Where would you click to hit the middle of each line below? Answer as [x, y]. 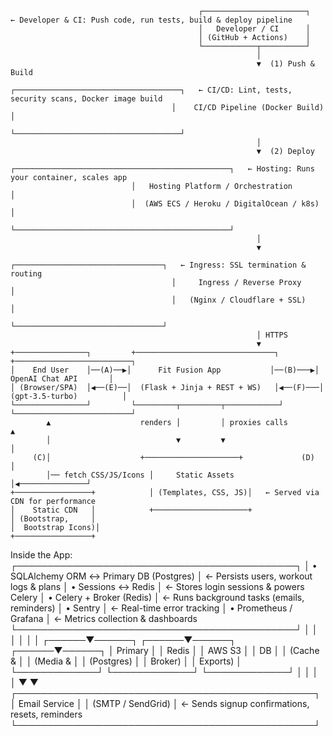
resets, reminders [46, 714]
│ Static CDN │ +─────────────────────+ [131, 510]
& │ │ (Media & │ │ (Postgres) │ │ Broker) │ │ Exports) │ [126, 661]
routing [26, 274]
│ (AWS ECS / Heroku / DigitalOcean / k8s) [225, 204]
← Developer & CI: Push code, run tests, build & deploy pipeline [151, 20]
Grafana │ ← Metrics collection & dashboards [104, 618]
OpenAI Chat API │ [62, 379]
